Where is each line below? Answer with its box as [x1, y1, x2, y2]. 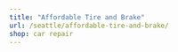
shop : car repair [9, 29, 74, 38]
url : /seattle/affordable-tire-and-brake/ [9, 21, 169, 30]
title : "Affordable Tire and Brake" [9, 12, 145, 22]
